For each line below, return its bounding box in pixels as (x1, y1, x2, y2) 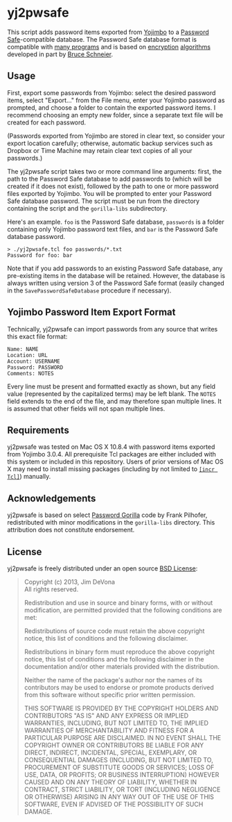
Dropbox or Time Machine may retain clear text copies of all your (7, 146, 193, 154)
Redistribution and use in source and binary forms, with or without (24, 599, 213, 607)
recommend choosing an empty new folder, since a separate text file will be (7, 110, 224, 119)
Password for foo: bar (7, 252, 73, 258)
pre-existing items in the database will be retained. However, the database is (7, 271, 226, 279)
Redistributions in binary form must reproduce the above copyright (24, 648, 215, 656)
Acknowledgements (7, 492, 96, 504)
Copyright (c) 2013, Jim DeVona (24, 578, 116, 586)
